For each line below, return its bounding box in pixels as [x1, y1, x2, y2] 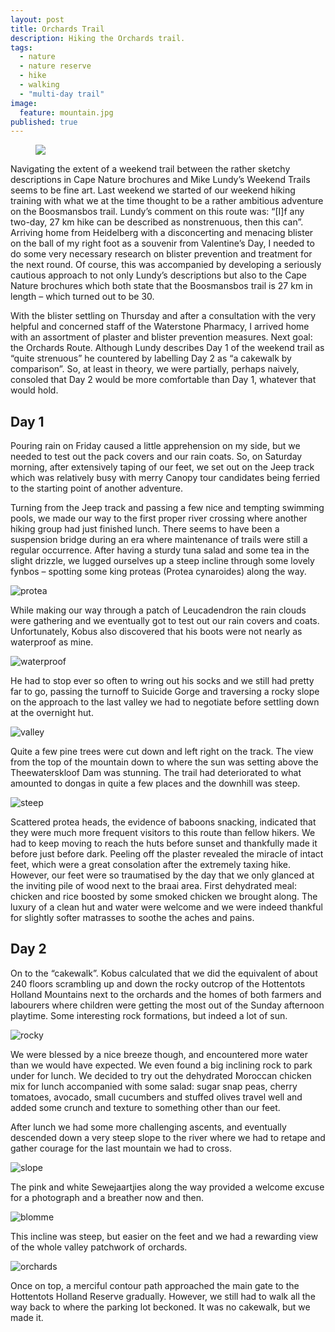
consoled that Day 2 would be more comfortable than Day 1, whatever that [10, 374, 317, 386]
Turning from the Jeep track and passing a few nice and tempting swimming [10, 502, 325, 514]
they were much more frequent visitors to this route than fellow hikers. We [10, 827, 316, 839]
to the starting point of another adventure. [10, 482, 183, 495]
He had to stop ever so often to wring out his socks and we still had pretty [10, 675, 315, 687]
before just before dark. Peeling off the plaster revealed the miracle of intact [10, 848, 324, 860]
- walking [19, 80, 60, 90]
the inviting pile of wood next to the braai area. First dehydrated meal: [10, 880, 298, 892]
